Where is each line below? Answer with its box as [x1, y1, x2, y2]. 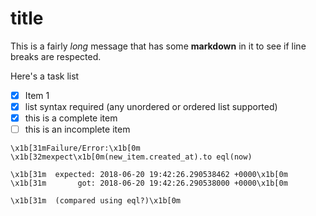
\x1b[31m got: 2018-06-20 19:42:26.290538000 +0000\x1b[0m [10, 178, 288, 189]
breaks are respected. [10, 50, 102, 62]
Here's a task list [10, 70, 80, 82]
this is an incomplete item [24, 123, 131, 136]
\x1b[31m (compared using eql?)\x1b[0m [10, 196, 182, 206]
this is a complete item [24, 112, 118, 124]
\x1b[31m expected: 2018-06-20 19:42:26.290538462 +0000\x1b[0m [10, 170, 288, 180]
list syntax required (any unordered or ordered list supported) [24, 101, 278, 112]
